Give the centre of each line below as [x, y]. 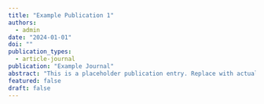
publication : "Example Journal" [61, 66]
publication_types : [40, 52]
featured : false [35, 81]
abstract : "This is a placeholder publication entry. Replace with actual [133, 74]
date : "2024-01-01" [40, 37]
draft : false [29, 88]
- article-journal [46, 59]
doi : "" [21, 45]
